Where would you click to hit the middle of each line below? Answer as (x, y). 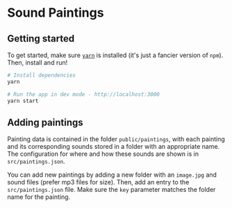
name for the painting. (39, 197)
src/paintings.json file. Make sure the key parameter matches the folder (111, 190)
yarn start (23, 101)
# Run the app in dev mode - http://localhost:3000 (83, 94)
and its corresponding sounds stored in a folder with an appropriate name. (114, 147)
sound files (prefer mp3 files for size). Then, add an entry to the (98, 182)
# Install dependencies (42, 75)
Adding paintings (45, 122)
